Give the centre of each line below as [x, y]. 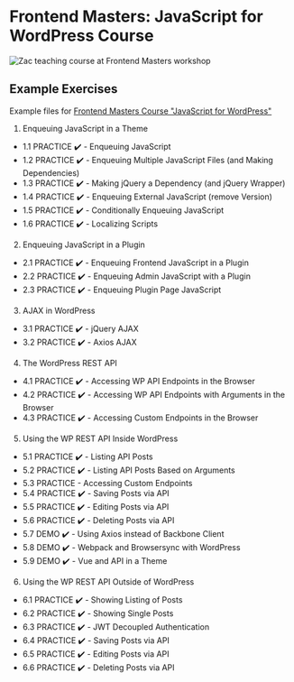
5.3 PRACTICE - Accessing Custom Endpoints [107, 483]
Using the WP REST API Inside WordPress [100, 438]
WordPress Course [82, 36]
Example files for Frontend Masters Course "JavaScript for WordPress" [141, 111]
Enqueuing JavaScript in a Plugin [84, 244]
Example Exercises [64, 89]
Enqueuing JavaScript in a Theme [85, 128]
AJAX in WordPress [59, 310]
